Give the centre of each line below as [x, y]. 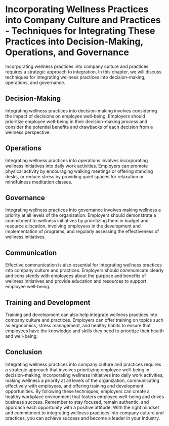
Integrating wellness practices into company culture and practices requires [83, 364]
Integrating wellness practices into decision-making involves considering [81, 110]
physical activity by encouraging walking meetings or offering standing [79, 171]
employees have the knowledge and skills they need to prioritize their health [85, 331]
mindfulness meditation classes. [39, 182]
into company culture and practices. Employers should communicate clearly [85, 270]
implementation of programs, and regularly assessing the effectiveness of [82, 231]
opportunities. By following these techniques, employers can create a [78, 391]
